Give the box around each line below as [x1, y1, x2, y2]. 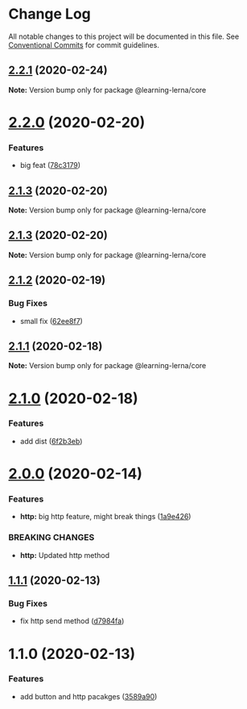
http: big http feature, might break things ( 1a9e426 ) [19, 512, 191, 522]
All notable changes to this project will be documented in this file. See [8, 31, 240, 41]
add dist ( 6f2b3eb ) [19, 436, 83, 446]
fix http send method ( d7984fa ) [19, 616, 125, 626]
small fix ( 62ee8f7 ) [19, 316, 83, 325]
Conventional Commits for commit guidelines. [8, 40, 159, 49]
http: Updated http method [19, 550, 110, 560]
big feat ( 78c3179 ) [19, 161, 81, 170]
